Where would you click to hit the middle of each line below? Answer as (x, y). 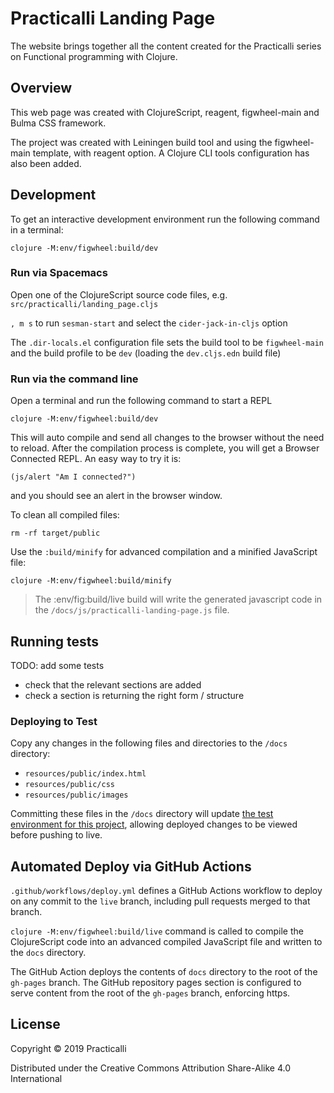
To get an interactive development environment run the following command (165, 219)
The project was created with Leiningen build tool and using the (141, 142)
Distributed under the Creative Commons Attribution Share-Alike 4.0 (150, 1068)
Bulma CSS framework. (58, 123)
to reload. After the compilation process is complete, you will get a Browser (165, 448)
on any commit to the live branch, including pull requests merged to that (160, 901)
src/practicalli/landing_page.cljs (84, 304)
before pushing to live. (56, 835)
